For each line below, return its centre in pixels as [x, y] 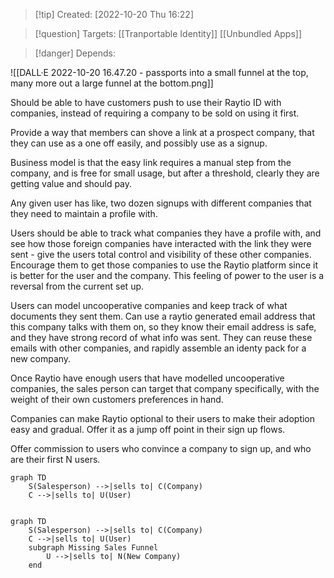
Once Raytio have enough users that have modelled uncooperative [147, 378]
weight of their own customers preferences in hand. [117, 399]
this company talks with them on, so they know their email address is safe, [163, 327]
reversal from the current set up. [77, 286]
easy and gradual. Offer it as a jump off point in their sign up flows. [148, 429]
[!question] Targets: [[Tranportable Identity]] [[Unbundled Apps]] [168, 33]
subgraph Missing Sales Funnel [93, 548]
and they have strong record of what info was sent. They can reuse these [161, 337]
